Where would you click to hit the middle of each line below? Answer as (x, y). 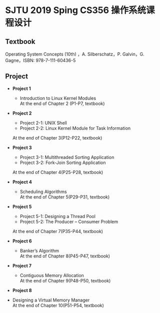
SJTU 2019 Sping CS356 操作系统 (76, 10)
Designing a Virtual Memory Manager (51, 300)
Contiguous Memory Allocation (52, 275)
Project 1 (21, 88)
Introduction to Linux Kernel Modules (58, 98)
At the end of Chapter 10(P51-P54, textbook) (58, 305)
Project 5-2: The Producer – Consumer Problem (69, 221)
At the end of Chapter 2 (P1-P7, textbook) (62, 103)
